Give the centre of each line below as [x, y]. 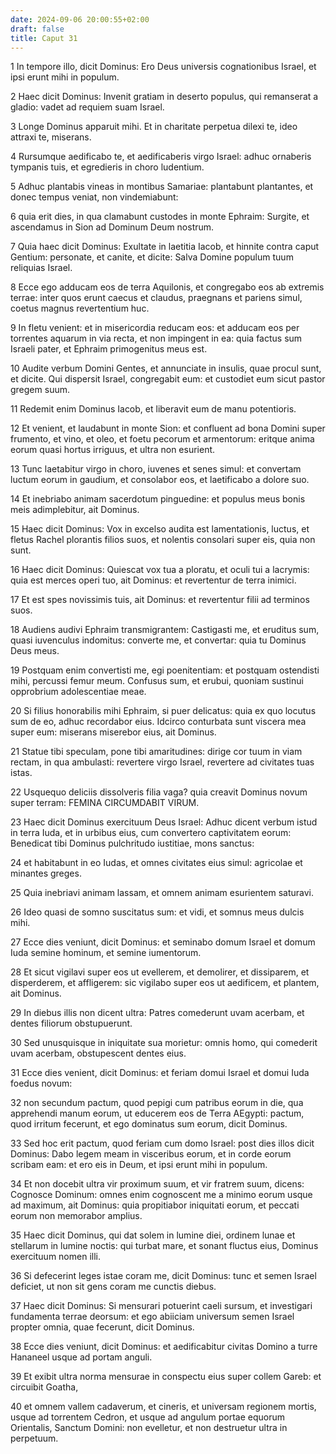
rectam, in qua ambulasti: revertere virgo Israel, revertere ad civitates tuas [162, 762]
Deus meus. [35, 651]
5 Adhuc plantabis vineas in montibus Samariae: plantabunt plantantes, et [162, 187]
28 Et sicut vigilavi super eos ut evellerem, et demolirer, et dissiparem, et [160, 972]
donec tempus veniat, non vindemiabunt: [94, 197]
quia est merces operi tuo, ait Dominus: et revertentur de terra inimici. [153, 580]
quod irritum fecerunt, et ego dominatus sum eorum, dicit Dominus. [149, 1124]
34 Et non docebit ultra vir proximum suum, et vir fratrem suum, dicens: [157, 1184]
